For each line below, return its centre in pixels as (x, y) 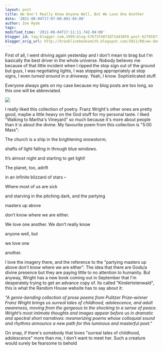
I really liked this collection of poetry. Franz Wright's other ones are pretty (79, 109)
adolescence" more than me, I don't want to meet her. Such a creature (75, 338)
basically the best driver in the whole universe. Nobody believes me (73, 60)
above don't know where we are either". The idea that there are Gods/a (76, 267)
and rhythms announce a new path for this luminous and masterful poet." (79, 323)
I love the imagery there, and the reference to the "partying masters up (76, 262)
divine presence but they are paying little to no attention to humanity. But (78, 272)
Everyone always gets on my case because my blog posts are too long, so (79, 85)
